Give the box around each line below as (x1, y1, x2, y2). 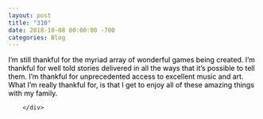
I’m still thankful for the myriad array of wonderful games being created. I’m (8, 55, 256, 65)
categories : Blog (8, 33, 66, 42)
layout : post (8, 11, 52, 20)
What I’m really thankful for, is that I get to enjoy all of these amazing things (8, 80, 255, 90)
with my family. (8, 88, 58, 99)
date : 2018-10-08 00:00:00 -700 (8, 26, 115, 34)
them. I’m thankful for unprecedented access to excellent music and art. (8, 72, 244, 81)
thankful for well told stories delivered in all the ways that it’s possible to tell (8, 64, 256, 73)
